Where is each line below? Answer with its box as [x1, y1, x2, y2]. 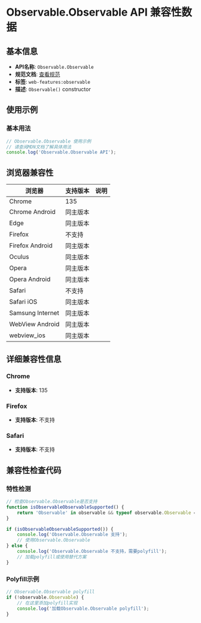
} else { [6, 543, 28, 549]
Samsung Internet [9, 309, 60, 317]
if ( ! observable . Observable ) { [6, 594, 84, 600]
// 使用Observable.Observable [17, 537, 91, 543]
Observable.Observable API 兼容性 [6, 5, 182, 19]
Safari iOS [9, 298, 38, 306]
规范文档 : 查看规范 [14, 71, 60, 78]
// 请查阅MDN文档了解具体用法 [6, 144, 72, 150]
